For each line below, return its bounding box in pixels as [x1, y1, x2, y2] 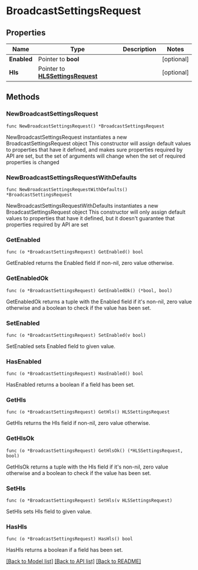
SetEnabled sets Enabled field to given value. [6, 342, 116, 349]
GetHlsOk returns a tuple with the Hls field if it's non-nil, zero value [6, 463, 169, 470]
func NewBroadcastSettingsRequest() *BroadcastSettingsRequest [6, 123, 165, 129]
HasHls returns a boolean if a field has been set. [6, 546, 123, 553]
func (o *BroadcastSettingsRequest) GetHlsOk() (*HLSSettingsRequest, [6, 447, 183, 454]
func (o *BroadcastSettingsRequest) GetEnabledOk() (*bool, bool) [6, 287, 173, 293]
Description [123, 45, 157, 53]
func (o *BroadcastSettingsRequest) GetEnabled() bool [6, 249, 144, 255]
